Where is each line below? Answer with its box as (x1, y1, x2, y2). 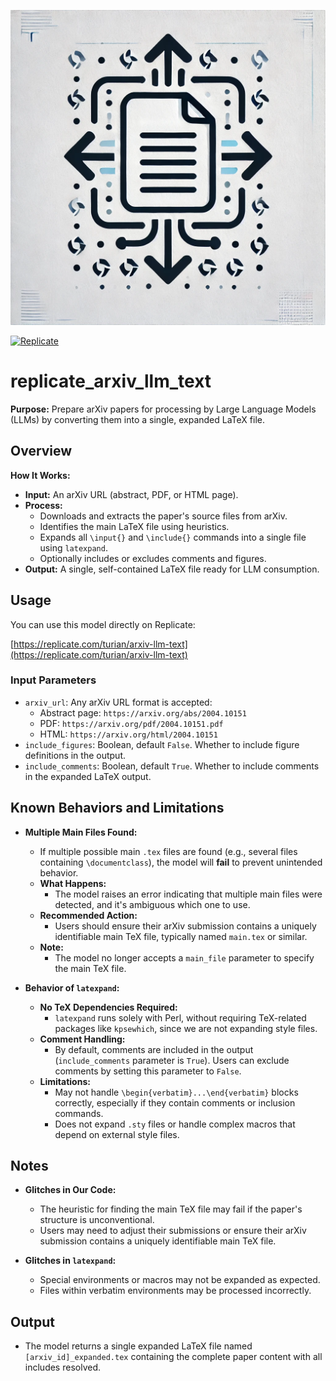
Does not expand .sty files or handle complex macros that (54, 1118, 296, 1130)
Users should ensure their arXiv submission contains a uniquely (54, 920, 317, 932)
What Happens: (39, 877, 107, 889)
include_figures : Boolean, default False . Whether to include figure (24, 738, 300, 750)
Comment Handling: (39, 1033, 126, 1045)
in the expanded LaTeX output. (24, 770, 152, 782)
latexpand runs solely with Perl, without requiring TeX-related (54, 1011, 307, 1024)
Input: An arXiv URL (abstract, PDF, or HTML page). (24, 488, 239, 500)
